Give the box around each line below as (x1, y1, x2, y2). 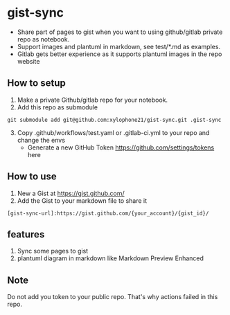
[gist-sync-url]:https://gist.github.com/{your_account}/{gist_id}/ (7, 210, 209, 217)
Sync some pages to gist (17, 247, 89, 255)
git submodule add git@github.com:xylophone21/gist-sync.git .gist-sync (7, 116, 222, 123)
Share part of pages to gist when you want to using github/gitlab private (17, 28, 223, 36)
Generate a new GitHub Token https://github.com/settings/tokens (27, 143, 215, 152)
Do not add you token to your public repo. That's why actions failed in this (7, 293, 218, 301)
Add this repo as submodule (17, 102, 98, 111)
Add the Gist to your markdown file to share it (17, 196, 148, 205)
